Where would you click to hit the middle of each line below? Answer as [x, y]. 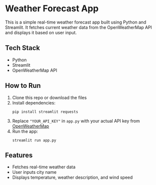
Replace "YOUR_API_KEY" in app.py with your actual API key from [76, 121]
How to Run [23, 86]
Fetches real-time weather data [44, 167]
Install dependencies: [34, 103]
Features [19, 155]
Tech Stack [22, 48]
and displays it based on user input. [41, 32]
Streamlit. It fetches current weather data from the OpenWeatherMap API [79, 27]
